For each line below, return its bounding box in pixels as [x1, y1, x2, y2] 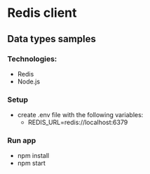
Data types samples [7, 33, 96, 45]
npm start [17, 159, 46, 168]
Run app [7, 135, 36, 145]
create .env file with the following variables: [17, 111, 144, 119]
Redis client [7, 5, 77, 21]
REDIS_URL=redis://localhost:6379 [27, 118, 128, 127]
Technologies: [7, 54, 57, 64]
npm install [17, 152, 50, 160]
